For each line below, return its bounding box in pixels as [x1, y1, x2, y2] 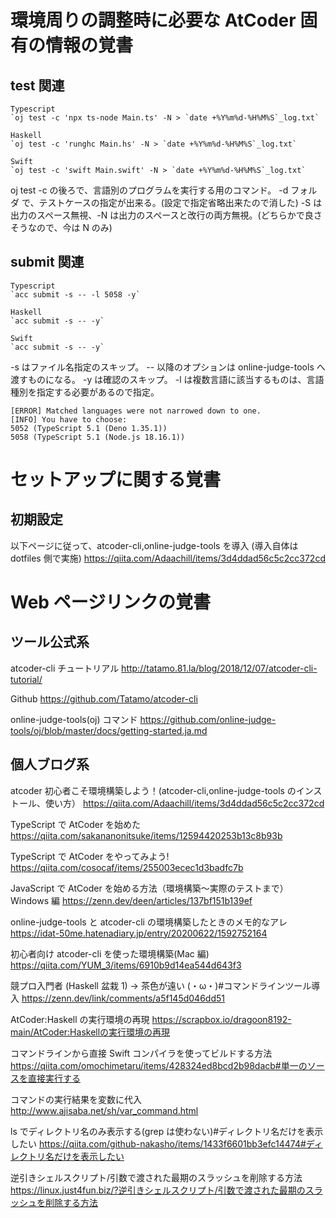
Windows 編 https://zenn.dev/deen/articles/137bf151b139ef [10, 894, 253, 906]
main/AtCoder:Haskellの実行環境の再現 [10, 1026, 171, 1038]
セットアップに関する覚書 [10, 469, 222, 491]
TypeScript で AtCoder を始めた [10, 818, 142, 830]
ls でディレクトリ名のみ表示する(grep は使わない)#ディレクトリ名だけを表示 [10, 1125, 324, 1137]
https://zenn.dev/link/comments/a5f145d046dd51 [21, 992, 225, 1004]
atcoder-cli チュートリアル [10, 662, 120, 674]
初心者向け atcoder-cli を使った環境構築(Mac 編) [10, 947, 210, 960]
